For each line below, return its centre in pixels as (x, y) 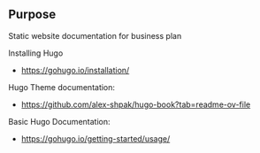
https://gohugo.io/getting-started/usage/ (96, 138)
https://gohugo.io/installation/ (75, 70)
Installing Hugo (36, 53)
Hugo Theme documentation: (62, 87)
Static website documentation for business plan (95, 35)
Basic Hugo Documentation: (59, 121)
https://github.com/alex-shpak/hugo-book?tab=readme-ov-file (136, 104)
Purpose (32, 15)
